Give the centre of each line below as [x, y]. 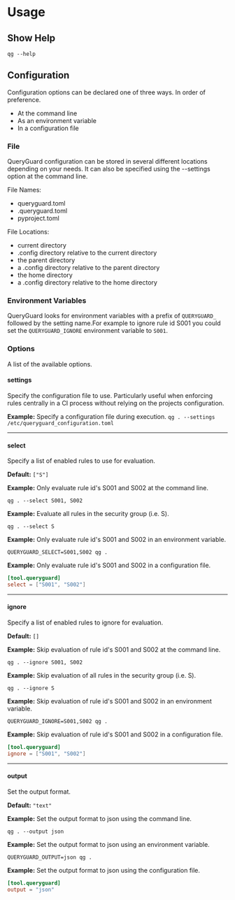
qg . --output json [36, 832]
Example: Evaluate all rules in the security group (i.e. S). [88, 514]
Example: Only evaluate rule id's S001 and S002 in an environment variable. [117, 540]
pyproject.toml [38, 218]
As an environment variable [57, 120]
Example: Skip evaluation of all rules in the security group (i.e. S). [102, 676]
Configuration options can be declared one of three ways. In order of [107, 92]
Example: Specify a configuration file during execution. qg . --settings [111, 416]
